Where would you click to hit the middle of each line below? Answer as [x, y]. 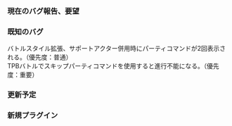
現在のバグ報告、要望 [43, 11]
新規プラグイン [33, 115]
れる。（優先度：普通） [40, 57]
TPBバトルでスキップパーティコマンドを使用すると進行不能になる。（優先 [113, 66]
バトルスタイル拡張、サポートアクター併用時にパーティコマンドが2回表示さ [117, 49]
